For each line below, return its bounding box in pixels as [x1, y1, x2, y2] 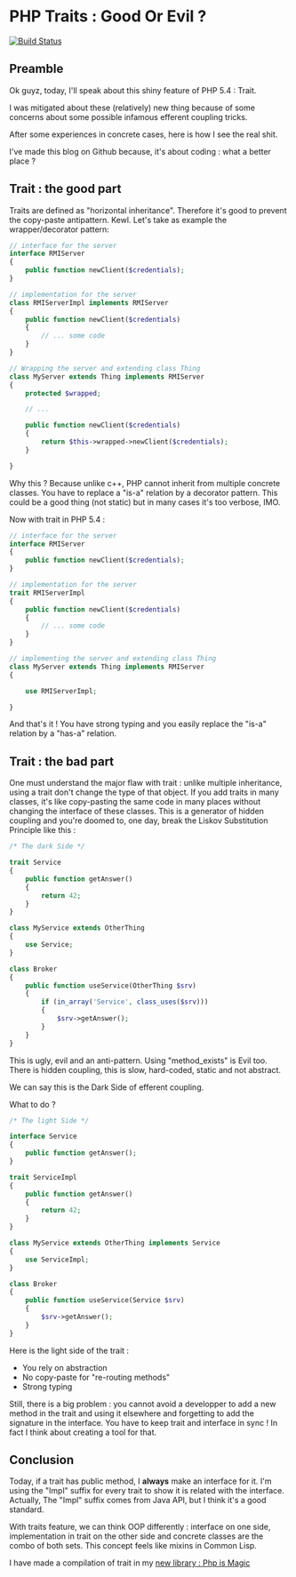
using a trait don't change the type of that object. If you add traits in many [9, 787, 280, 797]
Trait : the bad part [9, 754, 115, 769]
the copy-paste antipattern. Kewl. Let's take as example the [9, 214, 228, 225]
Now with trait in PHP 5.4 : [9, 514, 106, 524]
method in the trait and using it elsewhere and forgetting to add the [9, 1407, 255, 1419]
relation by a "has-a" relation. [9, 728, 117, 739]
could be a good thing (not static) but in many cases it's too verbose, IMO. [9, 496, 281, 508]
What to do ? [9, 1099, 56, 1109]
